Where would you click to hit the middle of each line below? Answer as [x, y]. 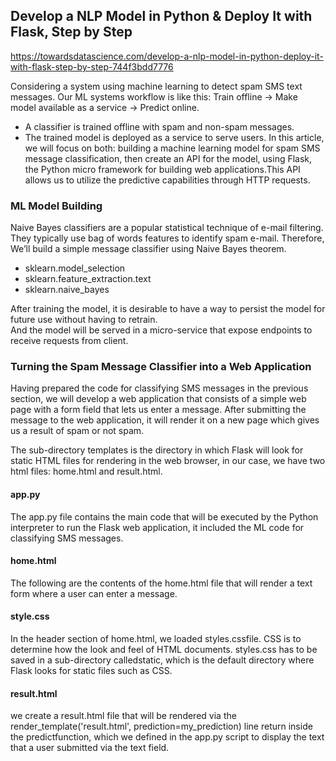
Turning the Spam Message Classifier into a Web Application [161, 367]
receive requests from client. [69, 341]
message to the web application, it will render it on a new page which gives [165, 420]
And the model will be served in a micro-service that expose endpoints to [161, 330]
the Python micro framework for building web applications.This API [162, 169]
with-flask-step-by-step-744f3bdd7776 [92, 66]
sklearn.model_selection [75, 268]
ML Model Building [56, 206]
